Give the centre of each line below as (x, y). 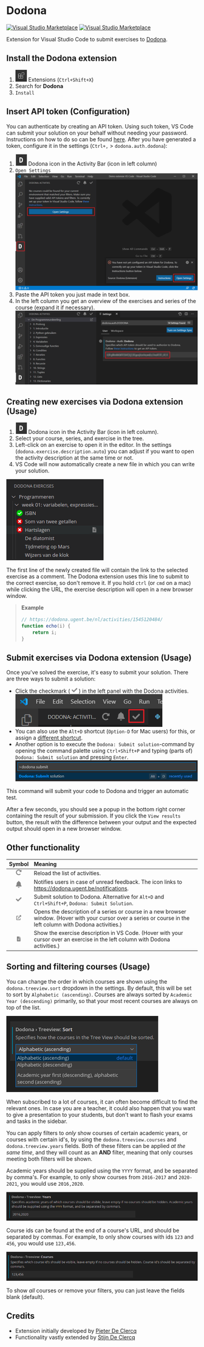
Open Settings (33, 170)
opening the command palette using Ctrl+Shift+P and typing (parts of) (104, 751)
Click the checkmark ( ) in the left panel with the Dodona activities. (102, 691)
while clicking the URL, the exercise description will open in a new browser (100, 589)
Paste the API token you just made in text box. (73, 295)
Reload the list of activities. (67, 873)
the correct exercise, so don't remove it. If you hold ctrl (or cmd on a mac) (99, 583)
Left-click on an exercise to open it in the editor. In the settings (93, 444)
